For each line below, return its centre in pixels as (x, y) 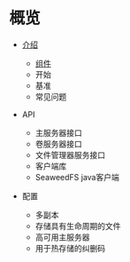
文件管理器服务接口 (70, 155)
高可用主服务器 (62, 237)
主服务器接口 (58, 132)
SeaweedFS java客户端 (77, 177)
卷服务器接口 (58, 144)
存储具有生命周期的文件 (78, 226)
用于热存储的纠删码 (70, 248)
